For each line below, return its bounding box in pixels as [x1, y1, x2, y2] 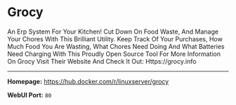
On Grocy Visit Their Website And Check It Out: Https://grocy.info [7, 57, 197, 65]
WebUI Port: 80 [7, 90, 52, 99]
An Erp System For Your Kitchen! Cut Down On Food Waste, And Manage [7, 27, 219, 36]
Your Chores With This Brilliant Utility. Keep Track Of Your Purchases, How [7, 34, 223, 43]
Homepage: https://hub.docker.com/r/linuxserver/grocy [7, 77, 169, 85]
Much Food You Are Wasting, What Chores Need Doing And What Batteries [7, 42, 225, 50]
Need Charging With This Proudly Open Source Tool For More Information [7, 50, 221, 58]
